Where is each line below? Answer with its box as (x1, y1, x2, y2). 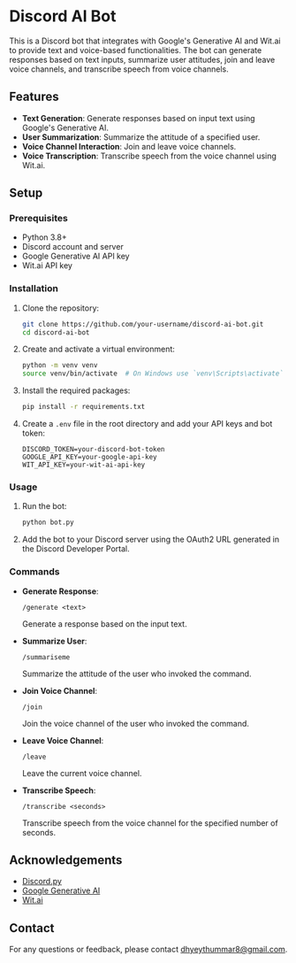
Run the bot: (21, 501, 67, 512)
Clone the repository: (21, 303, 100, 313)
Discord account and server (21, 242, 124, 252)
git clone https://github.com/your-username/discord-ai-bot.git (21, 320, 264, 328)
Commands (9, 566, 60, 578)
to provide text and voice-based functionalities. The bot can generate (9, 44, 262, 55)
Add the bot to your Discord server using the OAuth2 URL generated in (21, 534, 280, 545)
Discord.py (21, 876, 62, 887)
